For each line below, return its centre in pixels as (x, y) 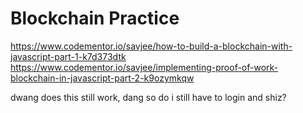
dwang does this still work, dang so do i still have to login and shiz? (148, 97)
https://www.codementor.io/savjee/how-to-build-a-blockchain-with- (151, 46)
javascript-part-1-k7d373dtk (68, 56)
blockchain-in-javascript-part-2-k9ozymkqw (102, 78)
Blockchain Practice (95, 18)
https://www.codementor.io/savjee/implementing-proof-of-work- (144, 67)
